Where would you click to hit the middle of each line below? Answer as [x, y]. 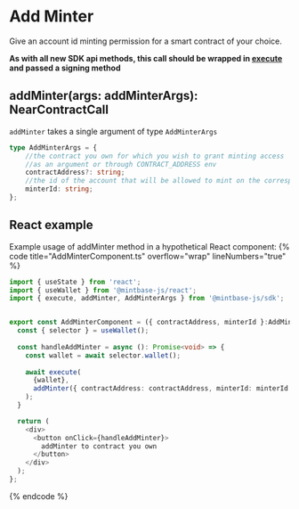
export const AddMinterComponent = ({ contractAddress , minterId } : [139, 323]
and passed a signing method [65, 68]
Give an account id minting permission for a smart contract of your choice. [145, 41]
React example [51, 225]
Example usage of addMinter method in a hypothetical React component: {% [149, 246]
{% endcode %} [39, 496]
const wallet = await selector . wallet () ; [103, 355]
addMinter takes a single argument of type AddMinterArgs [113, 131]
